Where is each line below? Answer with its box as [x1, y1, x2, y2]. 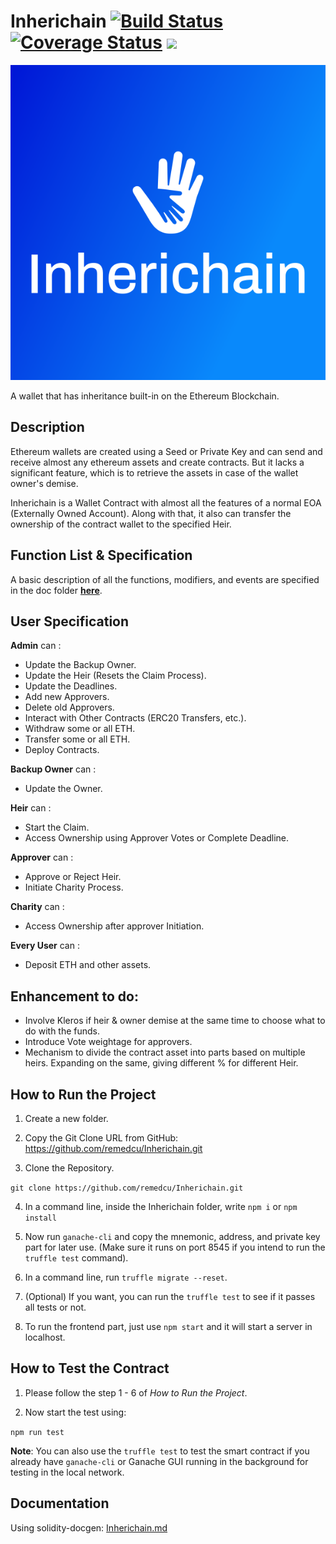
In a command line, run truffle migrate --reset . [24, 1271, 228, 1283]
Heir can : [10, 802, 52, 814]
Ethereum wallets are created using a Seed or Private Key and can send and [10, 445, 323, 457]
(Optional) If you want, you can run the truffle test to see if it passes [24, 1291, 316, 1302]
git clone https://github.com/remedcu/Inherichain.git [10, 1183, 244, 1193]
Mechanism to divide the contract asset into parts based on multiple [24, 1046, 306, 1059]
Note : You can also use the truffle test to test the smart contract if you [10, 1445, 310, 1457]
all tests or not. [24, 1301, 87, 1313]
